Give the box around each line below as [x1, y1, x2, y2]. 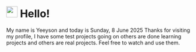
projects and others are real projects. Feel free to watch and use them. [6, 39, 180, 46]
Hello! [20, 7, 50, 21]
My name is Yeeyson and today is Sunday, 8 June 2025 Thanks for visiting [6, 27, 191, 34]
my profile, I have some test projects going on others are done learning [6, 32, 182, 40]
